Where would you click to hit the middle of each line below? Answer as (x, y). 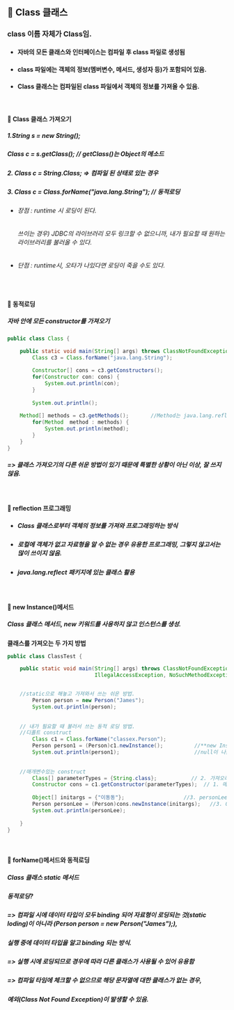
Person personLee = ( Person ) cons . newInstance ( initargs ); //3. (127, 804)
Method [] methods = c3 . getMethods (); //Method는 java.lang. (117, 416)
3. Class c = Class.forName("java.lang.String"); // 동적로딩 (94, 192)
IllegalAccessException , (131, 675)
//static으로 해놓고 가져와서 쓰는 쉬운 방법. (77, 694)
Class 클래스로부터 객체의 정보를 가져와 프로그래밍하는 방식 (97, 525)
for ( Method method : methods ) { (81, 422)
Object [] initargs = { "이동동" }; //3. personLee (130, 798)
